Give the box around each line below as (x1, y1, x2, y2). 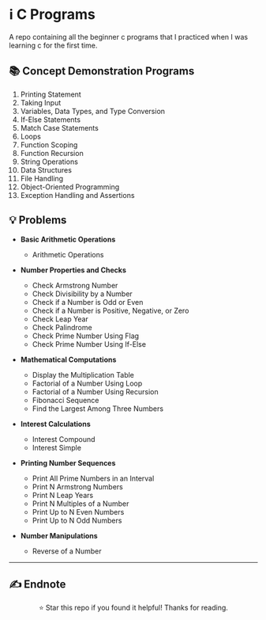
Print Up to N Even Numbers (32, 507, 125, 516)
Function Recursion (20, 148, 84, 158)
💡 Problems (9, 214, 67, 227)
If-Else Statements (20, 115, 81, 124)
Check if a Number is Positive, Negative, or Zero (32, 306, 189, 315)
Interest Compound (32, 434, 96, 443)
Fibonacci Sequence (32, 395, 99, 405)
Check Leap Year (32, 314, 89, 324)
